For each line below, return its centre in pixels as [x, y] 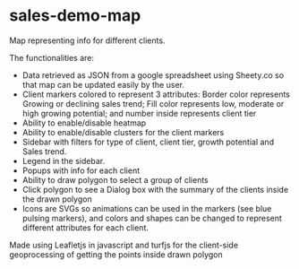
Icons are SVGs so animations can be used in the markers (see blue [147, 208]
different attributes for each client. [85, 227]
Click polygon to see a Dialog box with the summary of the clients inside [155, 189]
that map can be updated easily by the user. [103, 84]
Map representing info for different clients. [87, 40]
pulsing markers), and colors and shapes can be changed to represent [152, 218]
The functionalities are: [51, 57]
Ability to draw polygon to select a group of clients [115, 179]
